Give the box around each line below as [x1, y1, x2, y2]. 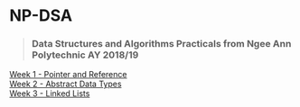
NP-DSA [9, 5, 73, 26]
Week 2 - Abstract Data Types [9, 78, 122, 90]
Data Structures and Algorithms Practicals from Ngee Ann [31, 38, 292, 50]
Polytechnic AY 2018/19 [31, 49, 139, 61]
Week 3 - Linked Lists [9, 88, 90, 99]
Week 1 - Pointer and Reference [9, 69, 127, 80]
